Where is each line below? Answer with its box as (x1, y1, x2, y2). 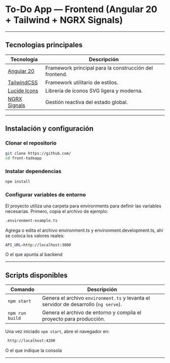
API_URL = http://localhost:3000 (5, 242, 71, 247)
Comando (10, 286, 34, 293)
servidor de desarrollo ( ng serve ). (42, 301, 122, 308)
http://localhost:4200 (7, 338, 56, 343)
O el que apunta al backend (5, 251, 63, 258)
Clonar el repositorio (5, 139, 57, 147)
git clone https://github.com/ (5, 151, 71, 156)
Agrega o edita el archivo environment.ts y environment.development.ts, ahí (5, 227, 163, 233)
